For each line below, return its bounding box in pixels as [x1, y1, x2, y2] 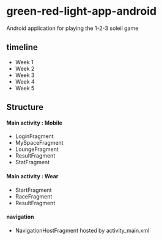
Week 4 [15, 78, 35, 85]
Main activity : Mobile [6, 119, 63, 126]
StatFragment [15, 159, 50, 166]
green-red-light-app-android [6, 4, 157, 18]
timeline [6, 42, 39, 53]
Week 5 [15, 84, 35, 92]
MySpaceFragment [15, 139, 64, 147]
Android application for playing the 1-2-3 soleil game [6, 24, 139, 32]
